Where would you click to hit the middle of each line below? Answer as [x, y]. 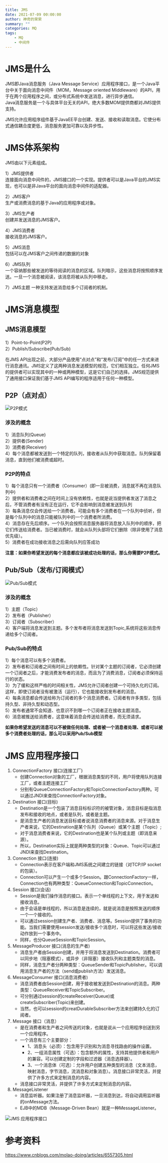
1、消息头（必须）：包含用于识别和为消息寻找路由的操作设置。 [91, 1046]
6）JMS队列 [18, 264]
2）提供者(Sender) [24, 441]
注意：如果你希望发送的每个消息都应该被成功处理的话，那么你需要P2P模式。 [84, 553]
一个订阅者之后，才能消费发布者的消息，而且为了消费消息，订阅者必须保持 [82, 673]
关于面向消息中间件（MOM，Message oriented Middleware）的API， [85, 90]
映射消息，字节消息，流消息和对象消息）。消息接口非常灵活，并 [92, 1071]
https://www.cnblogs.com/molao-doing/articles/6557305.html [69, 1155]
